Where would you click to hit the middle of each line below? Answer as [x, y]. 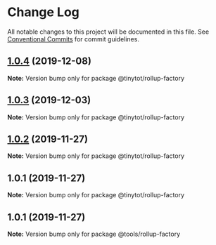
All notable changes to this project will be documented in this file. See [108, 32]
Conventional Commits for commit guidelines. [73, 39]
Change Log [43, 12]
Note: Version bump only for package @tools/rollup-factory [94, 234]
